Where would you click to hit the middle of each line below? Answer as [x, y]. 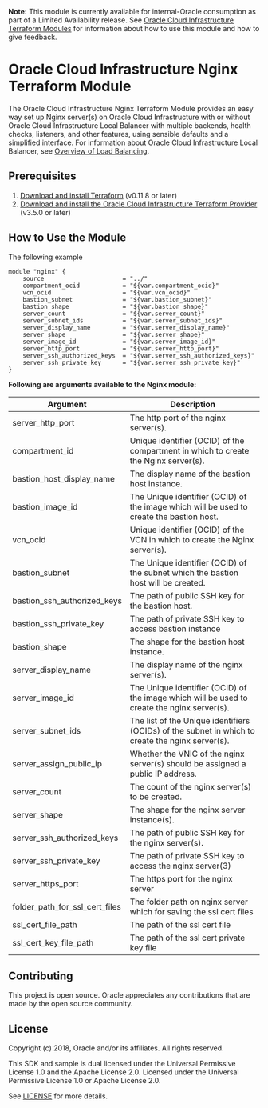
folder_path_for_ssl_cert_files [67, 906]
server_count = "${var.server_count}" [114, 314]
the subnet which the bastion [184, 573]
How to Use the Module [67, 238]
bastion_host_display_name [64, 478]
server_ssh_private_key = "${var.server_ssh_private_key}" [132, 362]
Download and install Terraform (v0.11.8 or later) [99, 195]
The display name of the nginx [186, 665]
